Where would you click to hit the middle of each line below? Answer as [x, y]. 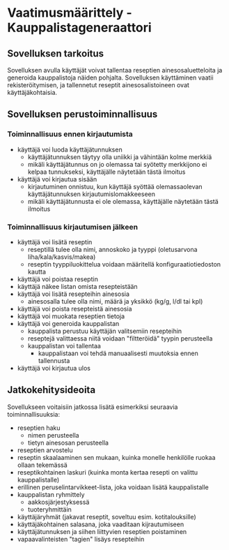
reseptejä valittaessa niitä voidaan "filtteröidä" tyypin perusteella [120, 338]
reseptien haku [39, 428]
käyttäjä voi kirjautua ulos [54, 368]
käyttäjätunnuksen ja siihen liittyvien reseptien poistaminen [102, 531]
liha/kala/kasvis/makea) [62, 257]
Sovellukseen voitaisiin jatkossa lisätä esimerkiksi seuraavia [93, 407]
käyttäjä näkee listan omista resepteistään [77, 286]
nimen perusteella [53, 435]
